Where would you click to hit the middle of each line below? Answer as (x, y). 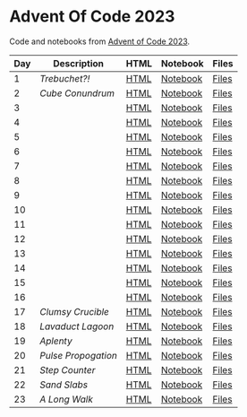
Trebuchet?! (65, 78)
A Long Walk (67, 399)
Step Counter (68, 369)
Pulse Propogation (79, 355)
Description (79, 63)
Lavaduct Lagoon (77, 326)
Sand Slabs (64, 385)
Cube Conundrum (77, 93)
